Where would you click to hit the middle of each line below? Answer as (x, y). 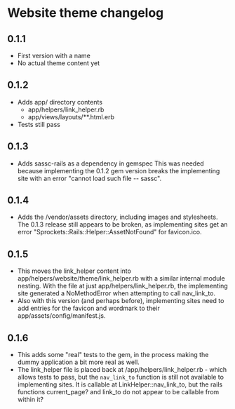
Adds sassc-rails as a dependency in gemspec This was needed (111, 163)
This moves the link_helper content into (74, 271)
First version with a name (54, 55)
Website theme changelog (86, 13)
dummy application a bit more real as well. (79, 362)
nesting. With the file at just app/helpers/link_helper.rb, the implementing (122, 286)
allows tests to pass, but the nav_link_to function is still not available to (121, 377)
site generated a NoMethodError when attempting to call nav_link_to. (116, 293)
